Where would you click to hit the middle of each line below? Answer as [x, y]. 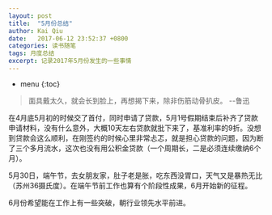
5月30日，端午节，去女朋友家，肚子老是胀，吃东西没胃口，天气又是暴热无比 [136, 175]
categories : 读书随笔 [42, 46]
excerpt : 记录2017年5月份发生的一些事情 [70, 61]
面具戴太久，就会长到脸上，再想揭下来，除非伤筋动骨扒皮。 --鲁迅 [139, 100]
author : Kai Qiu [36, 31]
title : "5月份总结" [40, 23]
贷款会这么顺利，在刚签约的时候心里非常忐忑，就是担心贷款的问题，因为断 [139, 137]
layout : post [30, 16]
